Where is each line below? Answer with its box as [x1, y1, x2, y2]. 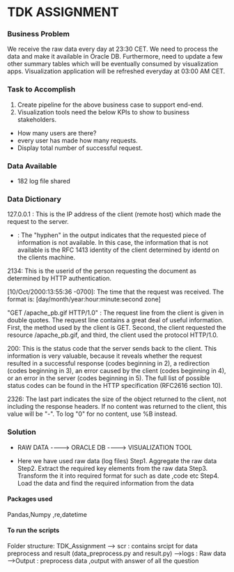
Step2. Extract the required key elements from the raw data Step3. [17, 464, 208, 472]
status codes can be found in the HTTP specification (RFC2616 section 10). [7, 382, 223, 390]
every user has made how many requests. [17, 136, 138, 144]
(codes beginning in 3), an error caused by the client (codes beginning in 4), [7, 367, 226, 375]
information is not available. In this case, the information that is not [17, 239, 209, 247]
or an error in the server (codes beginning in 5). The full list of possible [7, 374, 210, 382]
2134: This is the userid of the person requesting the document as [7, 266, 197, 276]
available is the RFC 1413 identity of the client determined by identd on [17, 246, 219, 255]
